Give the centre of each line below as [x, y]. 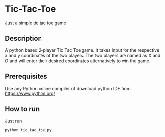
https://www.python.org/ [30, 93]
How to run [22, 109]
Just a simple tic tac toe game [36, 23]
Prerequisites [26, 76]
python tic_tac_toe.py [28, 130]
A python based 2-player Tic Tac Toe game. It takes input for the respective [82, 50]
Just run [14, 121]
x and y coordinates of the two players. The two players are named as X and [83, 55]
